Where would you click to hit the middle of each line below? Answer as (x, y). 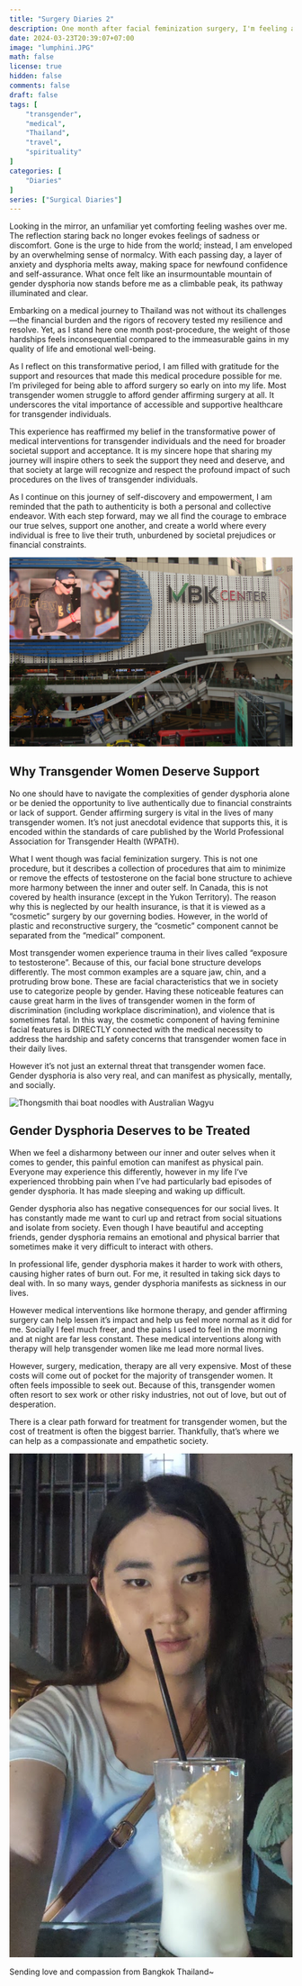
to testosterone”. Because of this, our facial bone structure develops (136, 962)
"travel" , (44, 143)
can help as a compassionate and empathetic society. (109, 1440)
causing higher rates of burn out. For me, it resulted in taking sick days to (145, 1274)
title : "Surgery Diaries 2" (62, 19)
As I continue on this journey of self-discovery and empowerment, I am (141, 497)
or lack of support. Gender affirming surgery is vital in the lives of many (142, 812)
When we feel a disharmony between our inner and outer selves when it (142, 1152)
